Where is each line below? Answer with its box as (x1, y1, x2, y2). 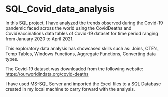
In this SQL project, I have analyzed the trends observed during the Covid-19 (5, 20, 163, 26)
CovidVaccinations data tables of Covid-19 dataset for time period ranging (5, 30, 159, 36)
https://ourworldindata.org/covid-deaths (5, 71, 89, 77)
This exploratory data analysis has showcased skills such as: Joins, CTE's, (5, 45, 159, 51)
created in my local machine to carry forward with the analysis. (5, 86, 135, 92)
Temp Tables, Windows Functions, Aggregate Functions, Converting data (5, 51, 156, 57)
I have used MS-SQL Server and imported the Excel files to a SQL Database (5, 81, 161, 87)
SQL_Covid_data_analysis (5, 3, 115, 15)
